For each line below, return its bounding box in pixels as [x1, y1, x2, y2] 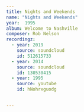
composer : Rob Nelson [6, 31, 60, 37]
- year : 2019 [11, 42, 44, 48]
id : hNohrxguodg [17, 86, 57, 92]
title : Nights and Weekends [6, 8, 76, 15]
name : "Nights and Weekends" [6, 14, 78, 20]
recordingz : [6, 36, 35, 42]
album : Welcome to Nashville [6, 25, 78, 32]
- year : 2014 [11, 58, 44, 64]
